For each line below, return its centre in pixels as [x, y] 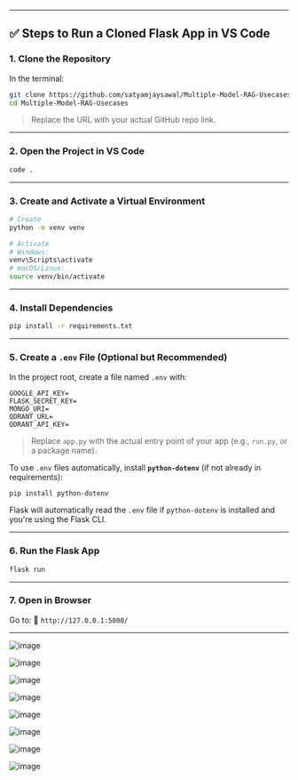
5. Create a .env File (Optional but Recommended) [118, 358]
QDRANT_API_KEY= [39, 424]
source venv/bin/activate [57, 277]
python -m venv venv [47, 228]
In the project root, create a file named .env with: [98, 377]
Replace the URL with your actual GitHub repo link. [123, 120]
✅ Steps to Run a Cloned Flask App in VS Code [140, 33]
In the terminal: [37, 78]
